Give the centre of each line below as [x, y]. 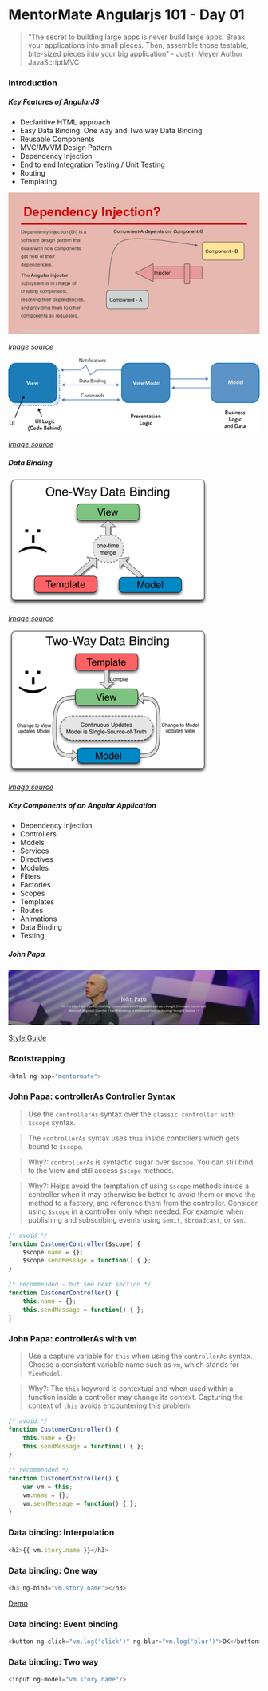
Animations [38, 919]
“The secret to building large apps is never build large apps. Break [136, 37]
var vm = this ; [48, 1487]
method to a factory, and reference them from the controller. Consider [142, 1203]
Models [32, 843]
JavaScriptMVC [53, 62]
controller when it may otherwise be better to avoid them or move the [142, 1194]
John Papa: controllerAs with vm [73, 1338]
